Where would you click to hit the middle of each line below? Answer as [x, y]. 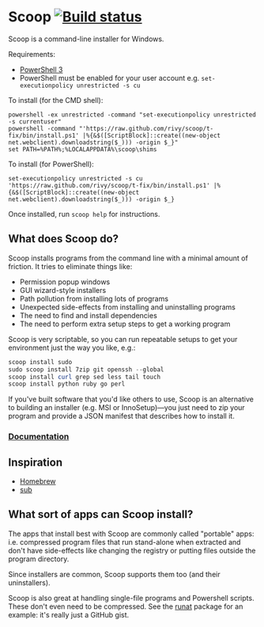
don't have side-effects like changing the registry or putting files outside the [132, 550]
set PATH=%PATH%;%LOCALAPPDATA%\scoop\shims [83, 149]
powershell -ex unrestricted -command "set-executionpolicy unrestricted [132, 115]
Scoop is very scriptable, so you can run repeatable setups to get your [123, 339]
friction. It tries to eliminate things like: [70, 266]
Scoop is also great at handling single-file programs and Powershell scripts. [131, 598]
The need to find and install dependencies [89, 315]
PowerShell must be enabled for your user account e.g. [109, 78]
